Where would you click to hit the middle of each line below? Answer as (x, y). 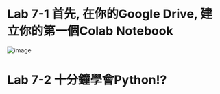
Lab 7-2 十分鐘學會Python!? (87, 80)
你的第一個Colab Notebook (96, 31)
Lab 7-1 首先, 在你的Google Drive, (102, 14)
